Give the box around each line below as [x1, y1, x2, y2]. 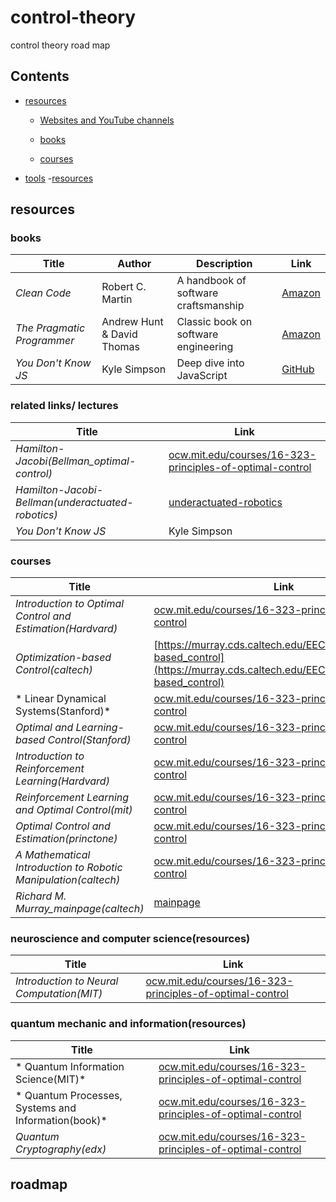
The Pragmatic [15, 321, 86, 335]
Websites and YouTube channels [39, 114, 175, 126]
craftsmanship [176, 299, 245, 313]
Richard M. [15, 889, 67, 903]
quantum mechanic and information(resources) [10, 1017, 247, 1031]
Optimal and [15, 721, 74, 735]
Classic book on [176, 315, 253, 329]
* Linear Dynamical [15, 692, 107, 706]
